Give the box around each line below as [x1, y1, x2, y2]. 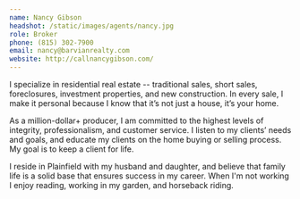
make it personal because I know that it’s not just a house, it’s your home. [9, 98, 279, 108]
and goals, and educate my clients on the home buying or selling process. [9, 135, 282, 145]
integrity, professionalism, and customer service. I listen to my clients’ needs [9, 125, 292, 135]
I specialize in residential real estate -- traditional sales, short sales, [9, 79, 258, 89]
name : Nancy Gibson [9, 12, 82, 22]
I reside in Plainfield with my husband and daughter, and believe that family [9, 162, 287, 171]
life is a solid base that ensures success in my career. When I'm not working [9, 170, 289, 181]
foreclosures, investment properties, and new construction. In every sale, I [9, 88, 284, 99]
